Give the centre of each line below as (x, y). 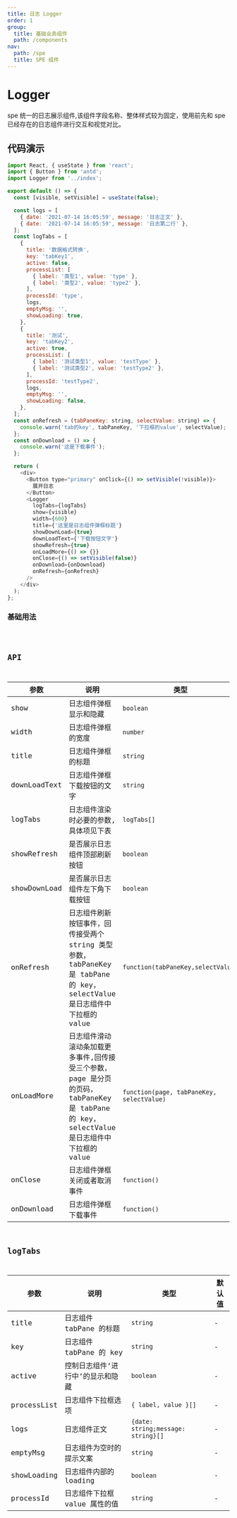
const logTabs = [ (41, 237)
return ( (26, 466)
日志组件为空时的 (93, 1448)
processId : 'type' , (54, 296)
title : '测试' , (47, 335)
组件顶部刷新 (90, 854)
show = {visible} (55, 512)
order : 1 (20, 20)
